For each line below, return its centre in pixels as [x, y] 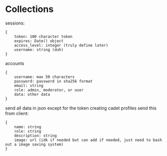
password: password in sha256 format [53, 81]
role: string [28, 131]
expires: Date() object [39, 41]
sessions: [15, 23]
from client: [17, 113]
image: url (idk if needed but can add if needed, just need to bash [88, 140]
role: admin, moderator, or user [49, 90]
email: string [29, 85]
